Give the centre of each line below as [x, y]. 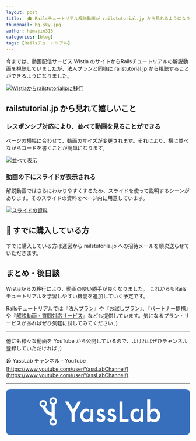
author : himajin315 [30, 31]
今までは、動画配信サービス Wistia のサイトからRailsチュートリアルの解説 [95, 61]
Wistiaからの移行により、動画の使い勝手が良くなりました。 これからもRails [96, 288]
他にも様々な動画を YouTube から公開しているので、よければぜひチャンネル [97, 341]
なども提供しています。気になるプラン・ [136, 315]
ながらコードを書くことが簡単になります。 [57, 148]
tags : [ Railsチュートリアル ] [38, 43]
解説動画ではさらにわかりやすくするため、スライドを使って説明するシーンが [98, 191]
